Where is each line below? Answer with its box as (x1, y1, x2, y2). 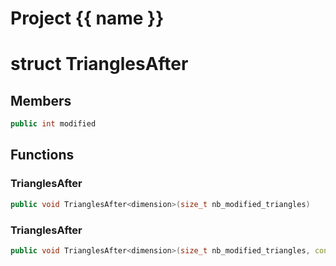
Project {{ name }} (10, 7, 165, 30)
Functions (10, 147, 75, 164)
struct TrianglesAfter (10, 53, 189, 76)
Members (10, 92, 72, 109)
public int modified (10, 119, 97, 129)
